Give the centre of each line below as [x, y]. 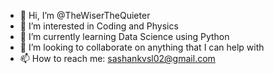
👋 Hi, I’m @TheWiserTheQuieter [85, 15]
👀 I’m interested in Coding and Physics [99, 26]
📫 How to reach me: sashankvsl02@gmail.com [117, 58]
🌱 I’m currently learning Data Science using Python [124, 36]
